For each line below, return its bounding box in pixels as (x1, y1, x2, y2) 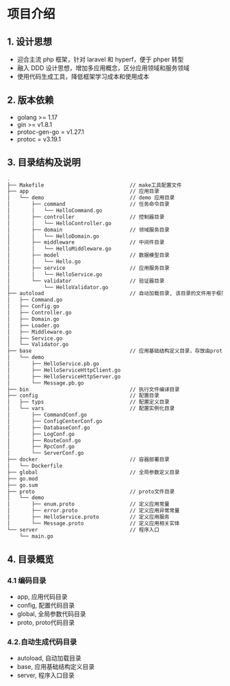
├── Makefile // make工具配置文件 (7, 181, 182, 189)
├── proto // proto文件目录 (7, 488, 175, 495)
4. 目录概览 (7, 553, 54, 565)
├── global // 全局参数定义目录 (7, 468, 180, 476)
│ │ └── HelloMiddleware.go (7, 245, 112, 253)
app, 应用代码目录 (16, 593, 68, 601)
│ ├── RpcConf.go (7, 444, 75, 450)
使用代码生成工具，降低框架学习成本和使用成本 (16, 73, 149, 80)
